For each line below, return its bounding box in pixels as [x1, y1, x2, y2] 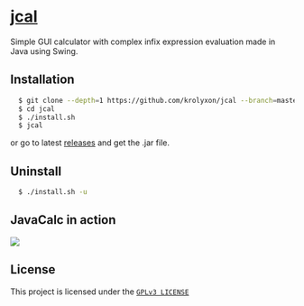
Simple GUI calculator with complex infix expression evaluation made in [10, 36, 276, 47]
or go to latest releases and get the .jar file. [10, 137, 170, 148]
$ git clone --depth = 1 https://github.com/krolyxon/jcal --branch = [18, 96, 278, 105]
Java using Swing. [10, 45, 78, 56]
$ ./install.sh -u [18, 188, 88, 197]
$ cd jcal [18, 104, 55, 114]
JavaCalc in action [10, 212, 116, 227]
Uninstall [10, 163, 62, 179]
